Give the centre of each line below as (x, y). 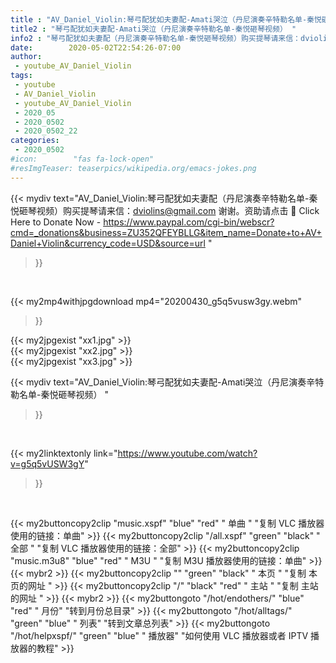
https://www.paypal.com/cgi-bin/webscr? (189, 222)
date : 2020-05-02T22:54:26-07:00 (96, 47)
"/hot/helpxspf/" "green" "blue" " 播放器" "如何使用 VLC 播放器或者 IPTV (159, 635)
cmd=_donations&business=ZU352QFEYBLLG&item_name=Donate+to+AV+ (166, 232)
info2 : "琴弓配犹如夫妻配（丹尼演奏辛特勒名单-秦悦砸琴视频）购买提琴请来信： (156, 38)
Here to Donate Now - (56, 222)
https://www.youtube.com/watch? (187, 453)
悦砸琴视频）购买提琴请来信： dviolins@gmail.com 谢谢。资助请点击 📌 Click (165, 210)
